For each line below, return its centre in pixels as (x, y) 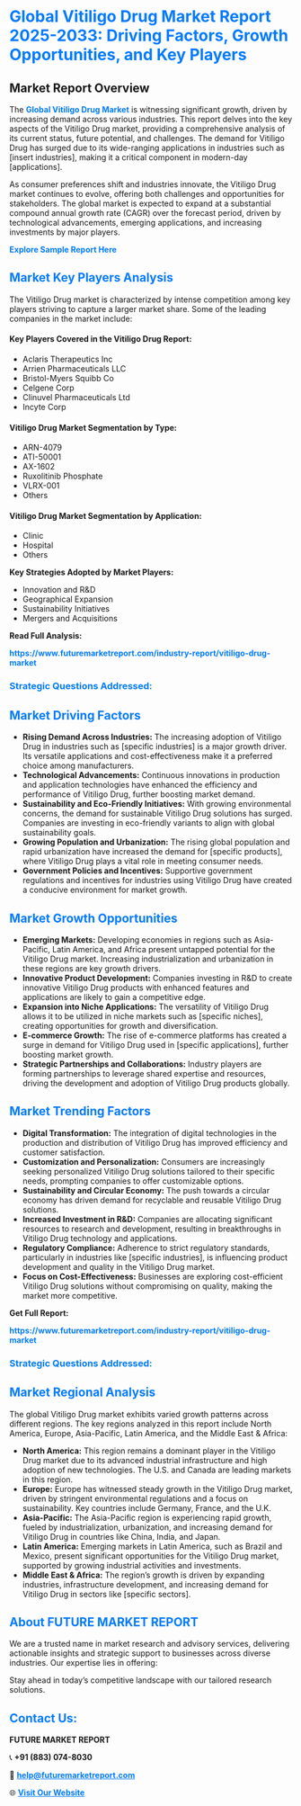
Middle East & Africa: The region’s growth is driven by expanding (143, 1575)
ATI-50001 (41, 457)
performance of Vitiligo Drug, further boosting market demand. (139, 794)
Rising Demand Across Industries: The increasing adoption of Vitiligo (152, 737)
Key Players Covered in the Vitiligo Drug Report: (101, 339)
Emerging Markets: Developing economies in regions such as (137, 939)
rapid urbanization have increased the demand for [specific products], (152, 852)
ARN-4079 (42, 448)
